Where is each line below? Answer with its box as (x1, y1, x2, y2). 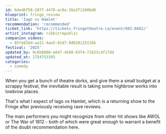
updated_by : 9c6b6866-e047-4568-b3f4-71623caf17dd (5, 50, 114, 55)
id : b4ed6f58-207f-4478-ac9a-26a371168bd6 (5, 7, 96, 13)
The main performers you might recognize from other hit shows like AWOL (5, 113, 160, 119)
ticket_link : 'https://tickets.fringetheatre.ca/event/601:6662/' (5, 26, 148, 31)
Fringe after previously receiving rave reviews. (5, 104, 102, 110)
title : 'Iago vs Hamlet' (5, 17, 58, 22)
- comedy (10, 64, 28, 69)
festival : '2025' (5, 45, 42, 50)
